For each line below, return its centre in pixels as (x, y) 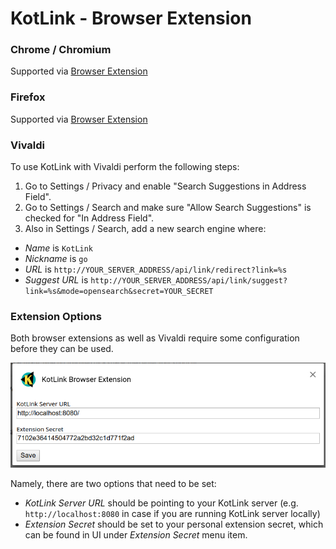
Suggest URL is (56, 280)
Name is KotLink (59, 248)
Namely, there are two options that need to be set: (113, 484)
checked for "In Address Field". (89, 218)
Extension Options (56, 316)
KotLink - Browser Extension (131, 18)
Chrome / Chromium (61, 50)
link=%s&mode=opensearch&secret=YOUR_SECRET (119, 292)
